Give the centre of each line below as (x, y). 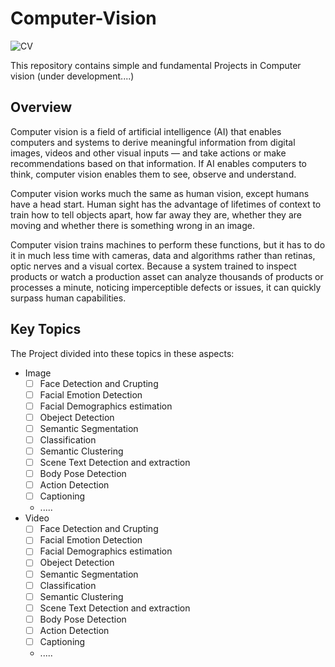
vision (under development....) (72, 76)
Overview (41, 107)
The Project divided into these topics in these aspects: (122, 353)
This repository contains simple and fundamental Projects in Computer (156, 65)
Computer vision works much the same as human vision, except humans (160, 193)
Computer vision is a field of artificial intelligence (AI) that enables (146, 131)
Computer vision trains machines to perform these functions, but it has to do (168, 244)
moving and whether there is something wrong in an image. (132, 225)
